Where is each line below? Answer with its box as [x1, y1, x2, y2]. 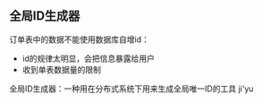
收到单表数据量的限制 [21, 64, 101, 74]
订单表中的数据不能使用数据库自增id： [9, 34, 149, 45]
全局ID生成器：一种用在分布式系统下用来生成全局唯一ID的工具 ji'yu [9, 83, 254, 94]
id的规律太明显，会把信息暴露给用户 [21, 53, 155, 64]
